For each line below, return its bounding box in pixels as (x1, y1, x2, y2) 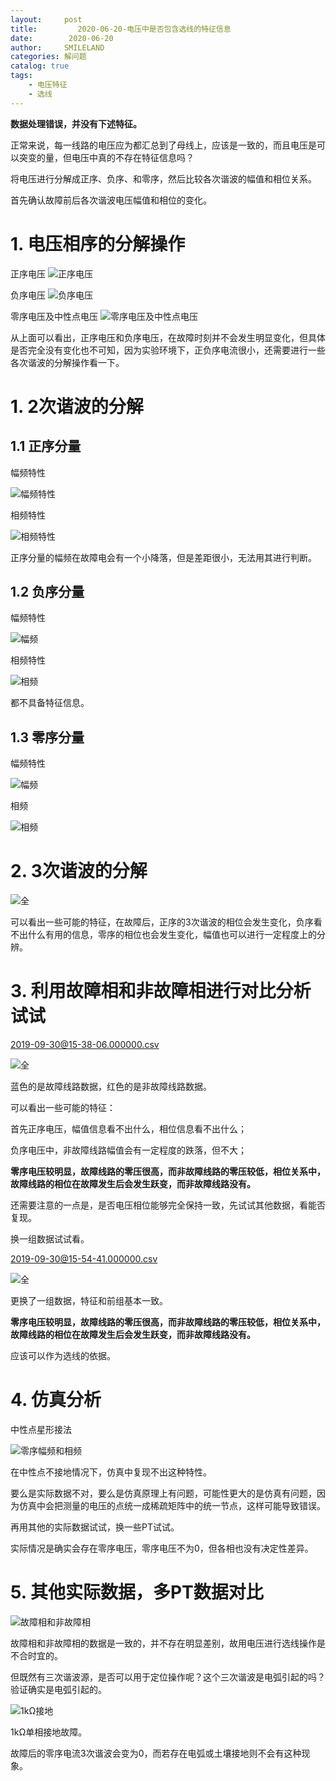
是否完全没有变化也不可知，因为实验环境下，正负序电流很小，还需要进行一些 (10, 344, 326, 356)
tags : (10, 71, 33, 81)
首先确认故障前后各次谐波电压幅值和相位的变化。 (10, 194, 212, 206)
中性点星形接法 (10, 1424, 72, 1435)
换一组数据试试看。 (10, 1233, 90, 1245)
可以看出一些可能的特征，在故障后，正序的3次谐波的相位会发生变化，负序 (10, 916, 314, 928)
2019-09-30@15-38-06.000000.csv (10, 1039, 160, 1051)
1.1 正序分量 (10, 438, 82, 455)
